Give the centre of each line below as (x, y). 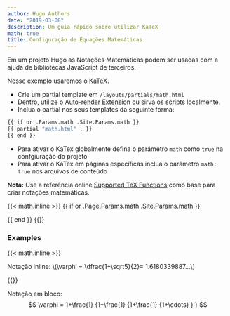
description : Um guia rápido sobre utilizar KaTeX (83, 27)
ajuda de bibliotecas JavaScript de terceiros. (72, 67)
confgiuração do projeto (52, 156)
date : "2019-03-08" (36, 20)
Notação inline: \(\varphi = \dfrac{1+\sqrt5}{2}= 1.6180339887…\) (101, 267)
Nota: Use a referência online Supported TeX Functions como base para (111, 185)
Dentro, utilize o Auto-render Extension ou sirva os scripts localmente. (119, 102)
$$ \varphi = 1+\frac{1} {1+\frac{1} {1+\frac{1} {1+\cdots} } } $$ (118, 305)
